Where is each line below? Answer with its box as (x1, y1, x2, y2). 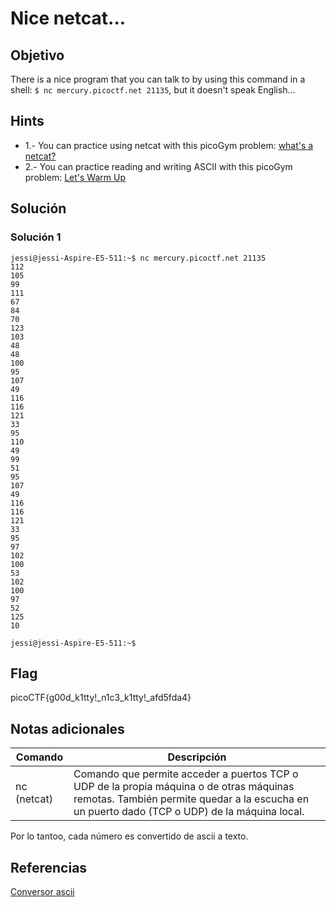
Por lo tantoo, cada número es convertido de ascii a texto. (10, 830, 249, 842)
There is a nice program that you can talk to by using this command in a (10, 73, 306, 85)
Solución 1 (10, 230, 62, 244)
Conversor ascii (10, 885, 75, 897)
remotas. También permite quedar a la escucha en (73, 792, 310, 806)
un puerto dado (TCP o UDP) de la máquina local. (73, 805, 305, 819)
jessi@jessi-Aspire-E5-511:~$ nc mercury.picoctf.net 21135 (10, 253, 267, 263)
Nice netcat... (10, 7, 127, 30)
